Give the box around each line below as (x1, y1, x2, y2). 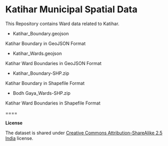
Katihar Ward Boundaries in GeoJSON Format (5, 60, 102, 66)
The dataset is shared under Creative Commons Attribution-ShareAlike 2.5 (5, 130, 163, 136)
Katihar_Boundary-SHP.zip (12, 70, 69, 76)
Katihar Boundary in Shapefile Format (5, 80, 85, 86)
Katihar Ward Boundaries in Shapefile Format (5, 100, 101, 106)
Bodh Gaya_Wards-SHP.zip (12, 90, 71, 96)
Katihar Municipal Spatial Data (5, 4, 138, 15)
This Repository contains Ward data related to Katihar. (5, 20, 120, 27)
